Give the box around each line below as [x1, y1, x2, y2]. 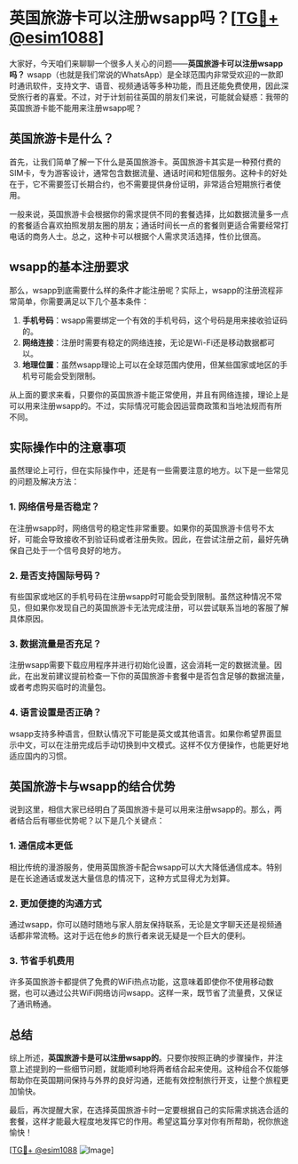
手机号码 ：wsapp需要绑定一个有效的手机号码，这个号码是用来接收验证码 [21, 315, 288, 325]
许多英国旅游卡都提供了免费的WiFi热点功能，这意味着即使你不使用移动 [9, 976, 266, 987]
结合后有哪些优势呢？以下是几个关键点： [16, 815, 165, 826]
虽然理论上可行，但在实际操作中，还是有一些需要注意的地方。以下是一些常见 [9, 465, 289, 476]
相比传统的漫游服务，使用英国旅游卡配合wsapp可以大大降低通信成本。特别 [9, 862, 282, 872]
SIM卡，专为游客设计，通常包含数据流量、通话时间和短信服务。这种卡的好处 [9, 167, 288, 178]
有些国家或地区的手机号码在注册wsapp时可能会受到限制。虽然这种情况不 [9, 590, 275, 601]
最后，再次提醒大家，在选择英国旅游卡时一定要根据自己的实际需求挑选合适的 [9, 1104, 289, 1116]
